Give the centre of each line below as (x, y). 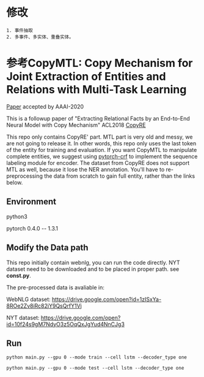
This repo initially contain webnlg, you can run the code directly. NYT (93, 262)
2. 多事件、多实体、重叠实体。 (40, 37)
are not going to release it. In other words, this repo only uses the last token (101, 143)
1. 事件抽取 (20, 30)
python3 (17, 216)
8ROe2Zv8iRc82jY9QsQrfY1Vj (44, 306)
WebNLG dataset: (28, 299)
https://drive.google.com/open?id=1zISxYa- (107, 299)
